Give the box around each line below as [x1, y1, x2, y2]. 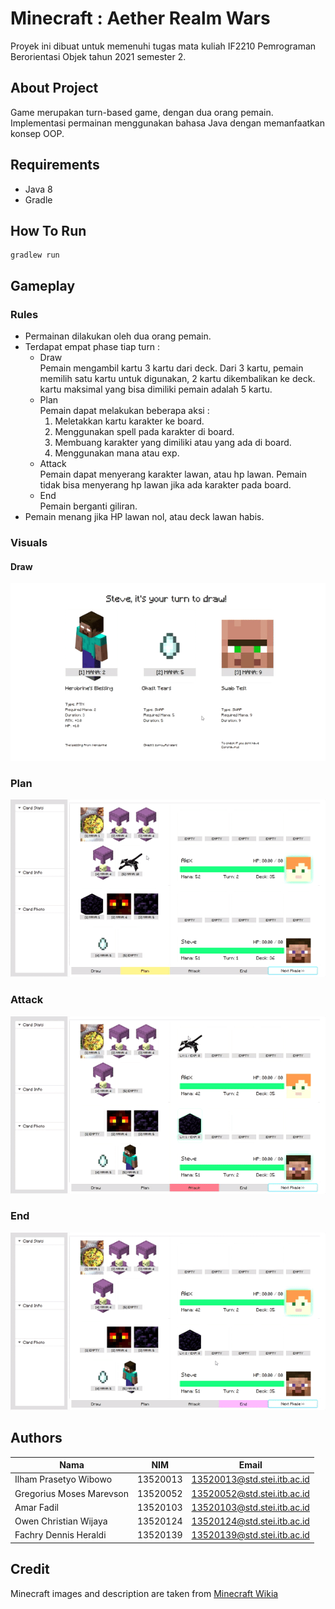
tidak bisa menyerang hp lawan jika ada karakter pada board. [39, 479, 292, 491]
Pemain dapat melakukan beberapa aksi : [39, 405, 210, 417]
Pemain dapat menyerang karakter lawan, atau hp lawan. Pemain [39, 468, 308, 481]
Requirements [10, 157, 100, 174]
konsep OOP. [10, 127, 65, 139]
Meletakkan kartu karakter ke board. [54, 415, 205, 427]
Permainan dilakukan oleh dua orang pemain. [24, 330, 212, 342]
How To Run [10, 222, 87, 239]
